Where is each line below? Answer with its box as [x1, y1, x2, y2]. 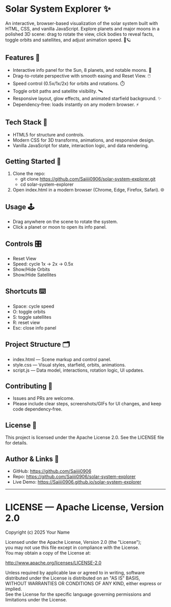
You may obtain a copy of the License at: [5, 550, 91, 556]
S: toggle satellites [12, 314, 52, 320]
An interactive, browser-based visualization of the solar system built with [5, 20, 158, 26]
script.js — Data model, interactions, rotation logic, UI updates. [12, 367, 145, 373]
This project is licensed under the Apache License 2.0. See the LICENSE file [5, 434, 164, 440]
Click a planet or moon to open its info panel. [12, 224, 107, 230]
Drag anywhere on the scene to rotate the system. [12, 218, 118, 225]
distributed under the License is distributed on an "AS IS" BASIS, [5, 575, 140, 581]
